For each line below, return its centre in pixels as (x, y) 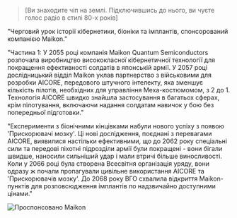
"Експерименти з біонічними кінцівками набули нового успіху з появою (116, 126)
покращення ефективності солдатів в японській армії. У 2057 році (107, 67)
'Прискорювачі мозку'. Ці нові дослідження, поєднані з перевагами (110, 134)
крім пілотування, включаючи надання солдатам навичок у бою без (111, 105)
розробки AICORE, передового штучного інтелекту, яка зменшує (105, 83)
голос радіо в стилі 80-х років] (71, 18)
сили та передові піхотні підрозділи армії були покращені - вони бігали (115, 149)
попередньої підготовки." (46, 113)
